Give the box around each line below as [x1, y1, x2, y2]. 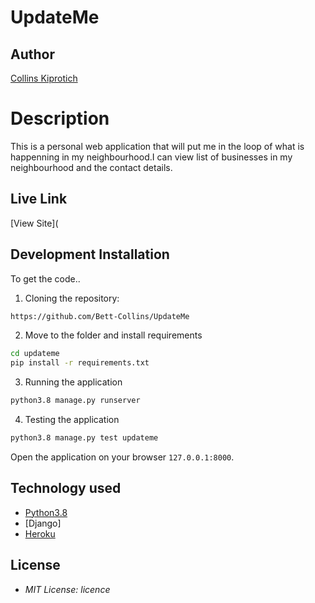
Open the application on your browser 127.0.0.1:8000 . [10, 451, 235, 463]
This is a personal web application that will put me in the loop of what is [10, 140, 305, 152]
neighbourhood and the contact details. [10, 161, 173, 173]
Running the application [24, 376, 123, 388]
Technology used [10, 480, 122, 497]
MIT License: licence [24, 583, 111, 595]
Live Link [10, 191, 68, 208]
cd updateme [10, 349, 60, 359]
